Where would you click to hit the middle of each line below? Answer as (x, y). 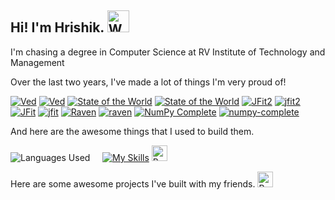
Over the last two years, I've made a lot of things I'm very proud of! (148, 82)
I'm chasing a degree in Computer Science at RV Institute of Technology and (168, 52)
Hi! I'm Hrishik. (57, 27)
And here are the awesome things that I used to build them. (132, 131)
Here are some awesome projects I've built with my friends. (133, 183)
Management (37, 62)
